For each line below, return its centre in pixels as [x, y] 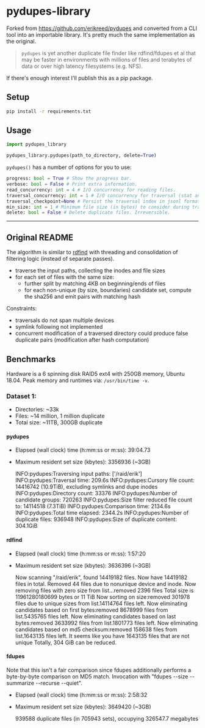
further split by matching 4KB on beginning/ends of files [95, 283]
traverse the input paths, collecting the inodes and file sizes [90, 271]
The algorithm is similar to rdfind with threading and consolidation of [92, 252]
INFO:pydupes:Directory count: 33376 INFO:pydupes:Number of [96, 493]
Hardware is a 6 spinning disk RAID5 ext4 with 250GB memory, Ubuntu [95, 373]
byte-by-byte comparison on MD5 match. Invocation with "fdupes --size [97, 676]
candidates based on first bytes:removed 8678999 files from [92, 610]
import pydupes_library [37, 144]
